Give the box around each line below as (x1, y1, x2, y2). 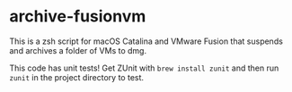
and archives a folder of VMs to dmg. (9, 45, 146, 55)
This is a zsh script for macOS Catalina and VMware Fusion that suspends (9, 36, 283, 46)
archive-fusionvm (9, 6, 146, 27)
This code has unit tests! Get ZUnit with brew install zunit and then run (9, 63, 279, 73)
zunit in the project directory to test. (9, 71, 145, 82)
